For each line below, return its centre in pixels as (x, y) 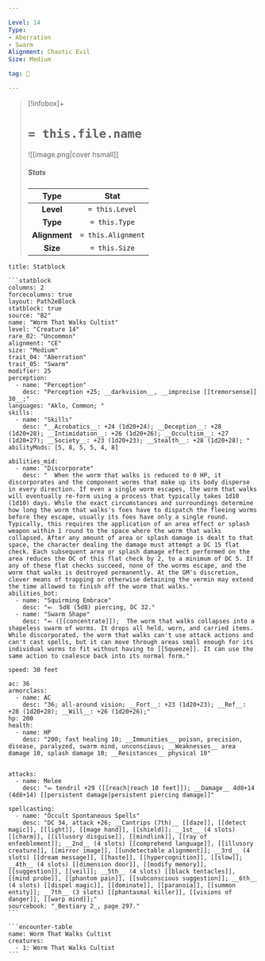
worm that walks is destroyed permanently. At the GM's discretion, (124, 573)
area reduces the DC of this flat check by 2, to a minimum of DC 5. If (131, 558)
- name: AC (33, 697)
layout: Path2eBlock (42, 301)
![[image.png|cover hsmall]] (73, 154)
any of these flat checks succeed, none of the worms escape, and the (127, 565)
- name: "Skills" (44, 419)
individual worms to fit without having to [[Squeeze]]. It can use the (131, 649)
